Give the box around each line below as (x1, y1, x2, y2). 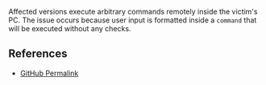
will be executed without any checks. (8, 24, 131, 33)
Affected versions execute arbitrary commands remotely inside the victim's (8, 7, 258, 16)
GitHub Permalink (19, 68, 79, 78)
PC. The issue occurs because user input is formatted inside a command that (8, 15, 257, 25)
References (8, 47, 68, 61)
